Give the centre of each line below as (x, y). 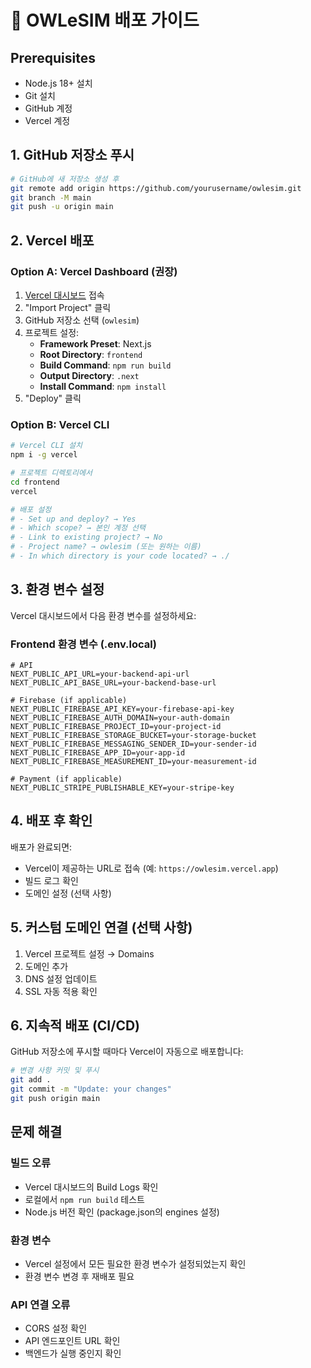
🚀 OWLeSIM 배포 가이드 (105, 20)
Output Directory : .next (89, 375)
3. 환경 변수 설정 (57, 589)
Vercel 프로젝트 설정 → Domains (89, 953)
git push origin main (55, 1099)
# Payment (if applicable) (66, 779)
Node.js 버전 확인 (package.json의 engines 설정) (122, 1212)
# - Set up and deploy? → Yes (73, 519)
